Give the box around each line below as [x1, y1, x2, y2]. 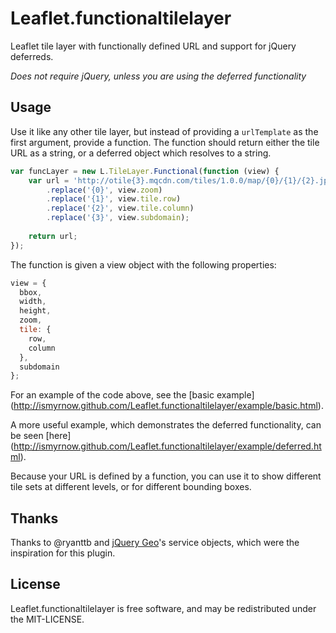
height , [19, 306, 52, 316]
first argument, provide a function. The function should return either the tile [10, 136, 320, 148]
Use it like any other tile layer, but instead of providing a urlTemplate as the [10, 125, 319, 137]
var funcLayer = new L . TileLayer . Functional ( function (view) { [10, 166, 280, 176]
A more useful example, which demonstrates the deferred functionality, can [10, 419, 322, 431]
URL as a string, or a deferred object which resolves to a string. [10, 147, 272, 159]
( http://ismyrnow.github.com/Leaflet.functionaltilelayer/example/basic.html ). [10, 400, 324, 412]
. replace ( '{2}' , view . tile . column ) [46, 203, 195, 214]
